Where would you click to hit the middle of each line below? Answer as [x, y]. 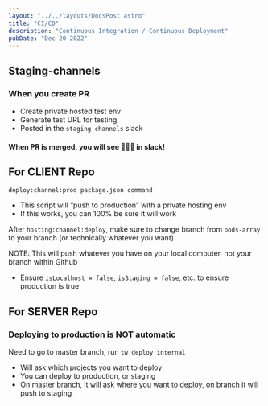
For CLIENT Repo [52, 172]
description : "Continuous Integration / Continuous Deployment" [118, 31]
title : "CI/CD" [34, 23]
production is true [49, 286]
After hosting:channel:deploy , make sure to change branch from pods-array [134, 229]
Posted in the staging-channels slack [81, 128]
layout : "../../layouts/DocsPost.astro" [77, 16]
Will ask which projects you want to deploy [91, 367]
